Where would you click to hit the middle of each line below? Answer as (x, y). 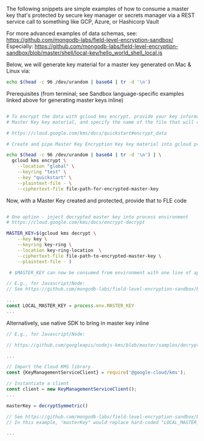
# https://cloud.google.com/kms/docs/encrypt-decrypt (76, 223)
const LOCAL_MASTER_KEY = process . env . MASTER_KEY (70, 306)
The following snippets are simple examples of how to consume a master (98, 9)
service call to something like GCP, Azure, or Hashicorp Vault (83, 22)
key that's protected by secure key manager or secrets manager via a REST (101, 15)
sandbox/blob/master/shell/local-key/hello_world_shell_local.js (84, 53)
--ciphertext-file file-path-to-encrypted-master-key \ (90, 256)
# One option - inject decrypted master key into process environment (97, 217)
